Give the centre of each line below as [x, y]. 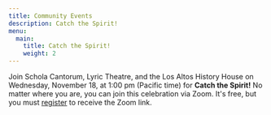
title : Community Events [50, 16]
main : [25, 38]
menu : [17, 31]
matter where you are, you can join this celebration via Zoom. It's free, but [133, 94]
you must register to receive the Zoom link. [80, 102]
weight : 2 [40, 53]
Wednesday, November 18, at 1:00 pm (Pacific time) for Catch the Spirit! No [135, 85]
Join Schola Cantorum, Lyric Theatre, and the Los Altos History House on [131, 77]
